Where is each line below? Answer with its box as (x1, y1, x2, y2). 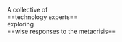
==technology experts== (7, 13, 78, 21)
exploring (7, 20, 34, 28)
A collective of (7, 6, 48, 14)
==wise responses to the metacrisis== (7, 27, 117, 35)
